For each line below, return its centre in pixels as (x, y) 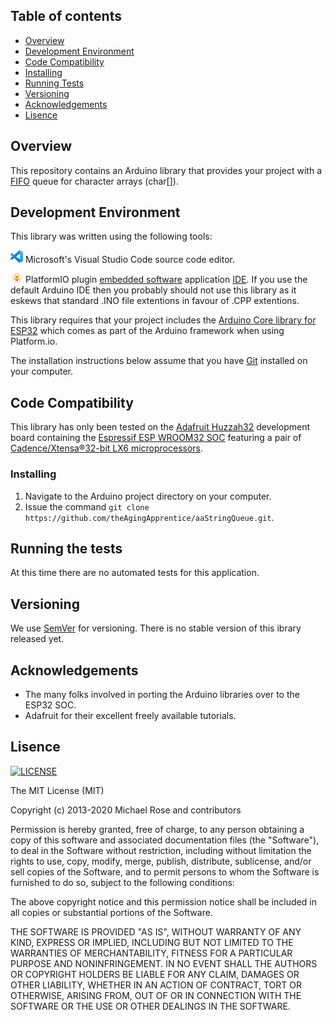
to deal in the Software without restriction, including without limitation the (161, 850)
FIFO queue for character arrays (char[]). (94, 181)
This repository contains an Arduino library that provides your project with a (166, 170)
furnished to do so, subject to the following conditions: (122, 882)
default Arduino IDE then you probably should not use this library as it (153, 290)
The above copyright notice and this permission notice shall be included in (163, 901)
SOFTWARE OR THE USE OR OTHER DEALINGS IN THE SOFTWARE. (150, 1006)
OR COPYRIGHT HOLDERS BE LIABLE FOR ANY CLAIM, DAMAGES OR (155, 974)
